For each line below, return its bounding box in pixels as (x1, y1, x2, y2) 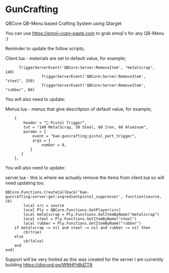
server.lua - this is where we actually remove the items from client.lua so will (5, 174, 164, 181)
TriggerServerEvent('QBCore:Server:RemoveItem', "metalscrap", (18, 65, 155, 70)
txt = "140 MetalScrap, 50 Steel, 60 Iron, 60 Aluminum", (23, 124, 148, 130)
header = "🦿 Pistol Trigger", (23, 120, 87, 125)
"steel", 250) (5, 78, 35, 83)
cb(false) (23, 238, 44, 244)
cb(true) (23, 229, 42, 234)
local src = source (23, 203, 65, 208)
